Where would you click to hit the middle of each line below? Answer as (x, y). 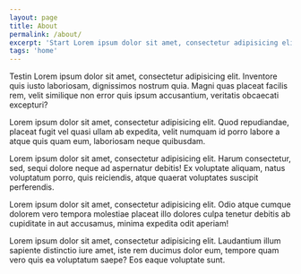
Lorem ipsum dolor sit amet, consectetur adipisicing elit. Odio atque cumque (150, 205)
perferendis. (32, 187)
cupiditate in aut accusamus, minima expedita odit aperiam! (119, 224)
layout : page (34, 17)
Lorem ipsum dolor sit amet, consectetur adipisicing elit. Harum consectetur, (150, 158)
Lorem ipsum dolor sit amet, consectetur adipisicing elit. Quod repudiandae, (149, 123)
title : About (34, 26)
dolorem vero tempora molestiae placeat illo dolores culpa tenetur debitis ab (150, 214)
